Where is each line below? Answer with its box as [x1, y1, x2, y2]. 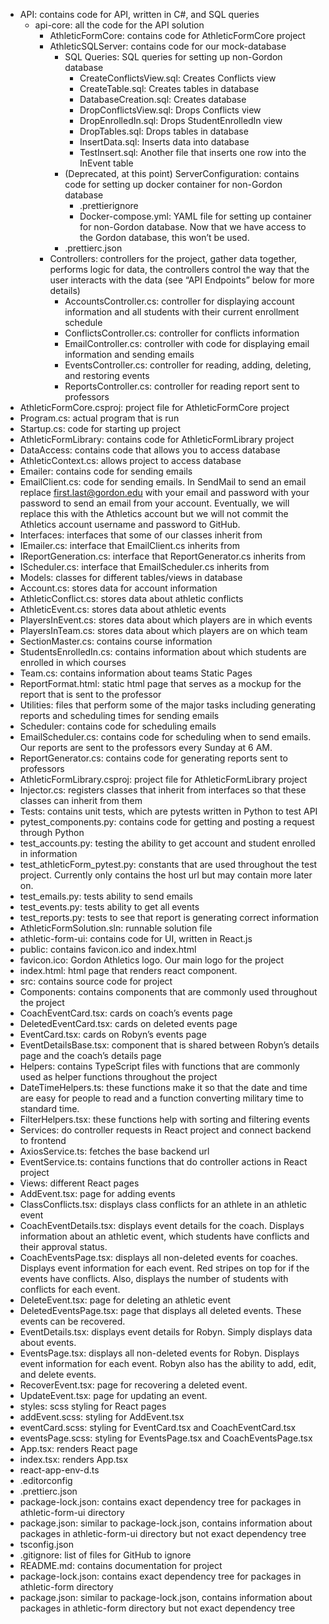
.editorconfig [19, 1475, 73, 1486]
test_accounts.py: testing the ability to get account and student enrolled [19, 837, 316, 849]
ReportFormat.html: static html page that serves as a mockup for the [19, 678, 302, 689]
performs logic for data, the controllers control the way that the [49, 264, 310, 275]
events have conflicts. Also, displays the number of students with [19, 1273, 289, 1284]
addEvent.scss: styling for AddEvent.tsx [19, 1411, 185, 1423]
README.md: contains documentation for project [19, 1560, 223, 1571]
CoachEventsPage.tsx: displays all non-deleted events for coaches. [19, 1252, 298, 1263]
